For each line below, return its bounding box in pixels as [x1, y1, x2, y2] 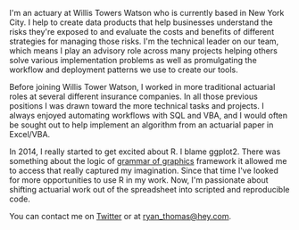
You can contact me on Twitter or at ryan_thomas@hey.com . [9, 211, 232, 221]
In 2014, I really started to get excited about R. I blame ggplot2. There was [9, 146, 281, 157]
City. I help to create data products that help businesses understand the [9, 17, 273, 28]
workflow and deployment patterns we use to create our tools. [9, 64, 238, 75]
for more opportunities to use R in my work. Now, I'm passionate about [9, 175, 270, 185]
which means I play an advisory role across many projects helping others [9, 45, 278, 56]
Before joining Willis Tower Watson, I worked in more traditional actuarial [9, 82, 276, 92]
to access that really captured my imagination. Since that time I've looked [9, 165, 279, 176]
